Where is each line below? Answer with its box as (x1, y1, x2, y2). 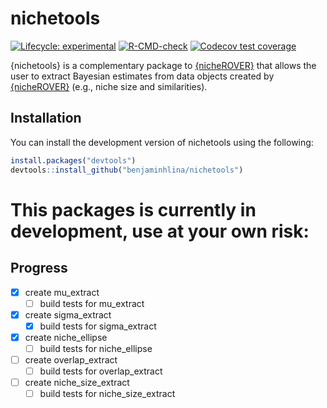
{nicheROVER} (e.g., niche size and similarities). (10, 80, 208, 92)
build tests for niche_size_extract (39, 388, 176, 400)
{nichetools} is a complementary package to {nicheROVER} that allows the (10, 59, 317, 71)
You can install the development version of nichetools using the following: (10, 136, 314, 148)
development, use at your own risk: (10, 220, 310, 242)
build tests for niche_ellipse (39, 342, 153, 354)
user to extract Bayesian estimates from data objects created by (10, 70, 275, 82)
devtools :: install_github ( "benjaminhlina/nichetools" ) (10, 165, 244, 175)
